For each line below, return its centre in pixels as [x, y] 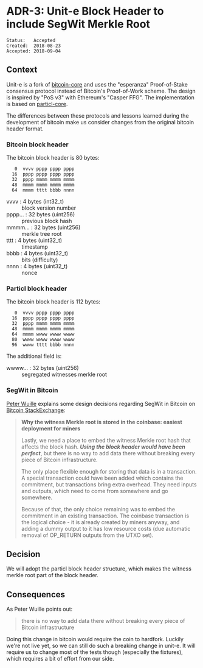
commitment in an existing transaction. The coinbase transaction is [105, 516]
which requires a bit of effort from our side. [60, 659]
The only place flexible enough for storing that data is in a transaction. [109, 471]
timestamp [35, 247]
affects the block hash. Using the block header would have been [103, 447]
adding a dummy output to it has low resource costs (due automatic [106, 528]
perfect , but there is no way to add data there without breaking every [108, 453]
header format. [25, 129]
